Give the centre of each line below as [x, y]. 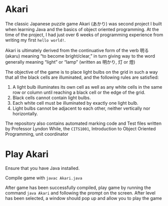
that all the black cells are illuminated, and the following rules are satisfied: [82, 77]
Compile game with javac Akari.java [44, 178]
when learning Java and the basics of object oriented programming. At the [82, 29]
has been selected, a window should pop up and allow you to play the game [83, 198]
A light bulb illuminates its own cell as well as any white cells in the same [87, 87]
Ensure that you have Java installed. [42, 168]
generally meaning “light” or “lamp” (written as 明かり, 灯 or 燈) [70, 62]
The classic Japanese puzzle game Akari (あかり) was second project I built [83, 24]
